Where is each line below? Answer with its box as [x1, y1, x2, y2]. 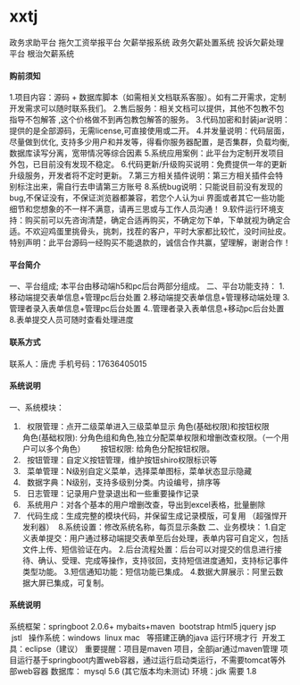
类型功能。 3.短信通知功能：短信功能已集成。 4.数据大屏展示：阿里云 [21, 566, 276, 577]
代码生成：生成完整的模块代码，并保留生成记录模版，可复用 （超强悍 [26, 510, 279, 520]
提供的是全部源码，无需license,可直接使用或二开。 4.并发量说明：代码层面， [9, 125, 290, 136]
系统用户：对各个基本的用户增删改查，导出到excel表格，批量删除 [26, 499, 266, 510]
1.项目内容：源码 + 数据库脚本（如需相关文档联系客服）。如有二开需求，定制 [9, 92, 287, 103]
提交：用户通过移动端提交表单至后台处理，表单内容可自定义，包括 [46, 532, 288, 543]
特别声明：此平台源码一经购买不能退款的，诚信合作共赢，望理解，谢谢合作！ [9, 237, 291, 248]
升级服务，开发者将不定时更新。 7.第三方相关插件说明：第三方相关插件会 [9, 170, 276, 181]
